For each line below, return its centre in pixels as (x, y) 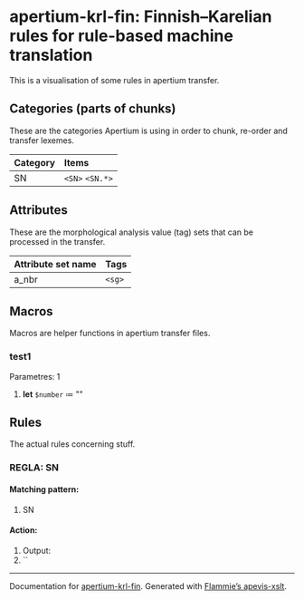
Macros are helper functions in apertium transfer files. (110, 334)
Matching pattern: (44, 489)
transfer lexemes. (42, 140)
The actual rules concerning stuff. (72, 444)
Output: (37, 550)
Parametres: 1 (35, 376)
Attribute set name (55, 264)
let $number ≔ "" (53, 394)
